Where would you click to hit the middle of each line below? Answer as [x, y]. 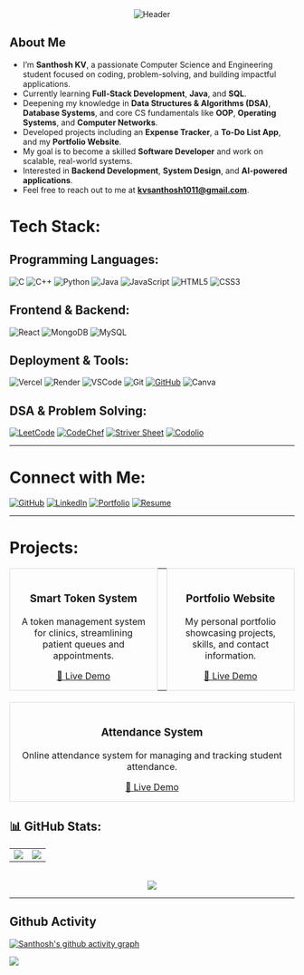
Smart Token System [84, 599]
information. [230, 656]
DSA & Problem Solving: [78, 410]
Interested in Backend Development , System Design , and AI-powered [155, 171]
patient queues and [83, 645]
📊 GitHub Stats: [56, 827]
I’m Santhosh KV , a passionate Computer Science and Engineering [147, 64]
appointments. [84, 656]
